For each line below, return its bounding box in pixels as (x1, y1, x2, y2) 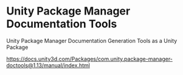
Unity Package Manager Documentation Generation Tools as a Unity (6, 37, 178, 44)
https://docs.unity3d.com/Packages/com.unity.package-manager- (6, 55, 173, 62)
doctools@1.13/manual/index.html (6, 62, 90, 69)
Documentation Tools (6, 17, 117, 31)
